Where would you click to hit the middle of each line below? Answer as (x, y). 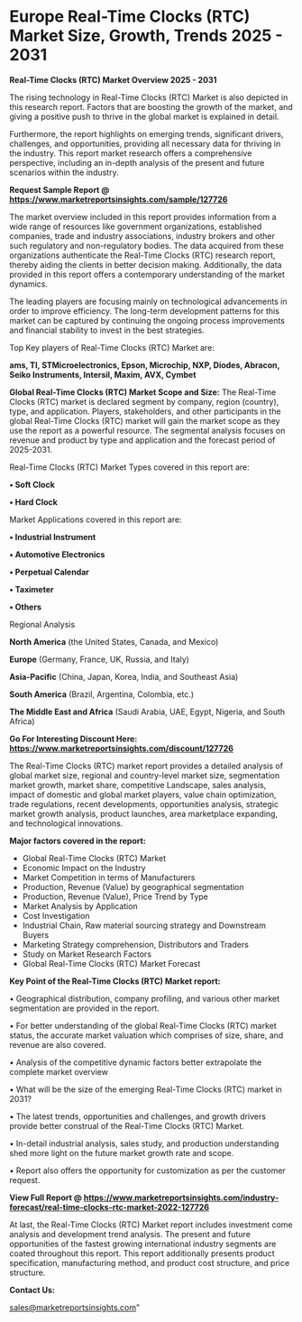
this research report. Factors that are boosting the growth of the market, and (151, 106)
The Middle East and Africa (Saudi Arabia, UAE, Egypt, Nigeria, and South (147, 711)
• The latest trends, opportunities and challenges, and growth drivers (137, 1116)
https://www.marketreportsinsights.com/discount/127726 (122, 748)
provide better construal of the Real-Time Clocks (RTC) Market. (127, 1125)
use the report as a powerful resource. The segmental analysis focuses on (147, 430)
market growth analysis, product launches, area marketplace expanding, (143, 813)
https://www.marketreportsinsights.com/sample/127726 (119, 199)
